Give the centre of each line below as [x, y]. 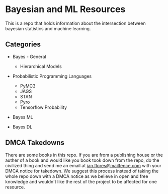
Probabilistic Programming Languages [52, 76]
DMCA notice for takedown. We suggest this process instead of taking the [82, 171]
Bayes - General [29, 56]
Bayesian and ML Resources [65, 9]
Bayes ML [23, 117]
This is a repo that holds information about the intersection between [75, 23]
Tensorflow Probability [43, 107]
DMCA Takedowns [35, 143]
